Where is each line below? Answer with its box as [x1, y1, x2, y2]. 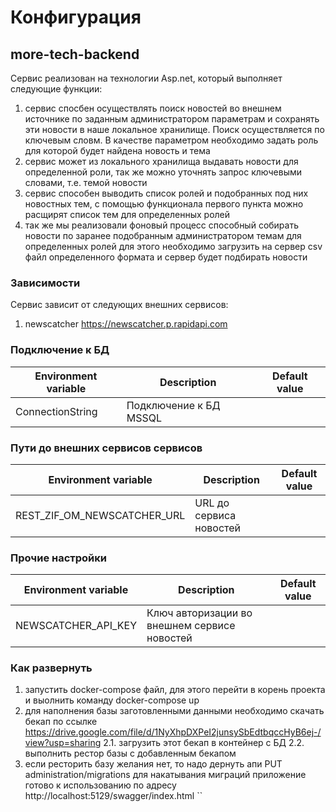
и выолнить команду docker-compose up [24, 694, 200, 706]
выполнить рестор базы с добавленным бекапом [24, 747, 237, 760]
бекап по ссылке [24, 716, 98, 728]
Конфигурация [10, 6, 142, 29]
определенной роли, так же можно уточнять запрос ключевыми [24, 166, 303, 178]
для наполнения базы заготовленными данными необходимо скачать [24, 705, 325, 717]
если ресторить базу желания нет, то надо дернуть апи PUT [24, 758, 283, 770]
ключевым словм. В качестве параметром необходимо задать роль [24, 134, 319, 146]
